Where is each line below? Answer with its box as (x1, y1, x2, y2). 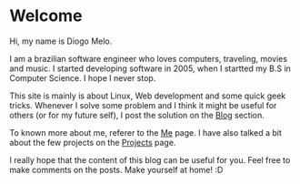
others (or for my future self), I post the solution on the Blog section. (9, 109, 265, 120)
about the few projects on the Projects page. (9, 137, 176, 148)
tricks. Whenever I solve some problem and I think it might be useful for (9, 99, 277, 110)
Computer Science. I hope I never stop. (9, 72, 156, 83)
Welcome (9, 5, 83, 26)
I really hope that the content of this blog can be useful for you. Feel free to (9, 154, 291, 165)
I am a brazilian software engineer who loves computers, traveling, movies (9, 53, 288, 64)
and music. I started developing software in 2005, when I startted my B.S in (9, 63, 291, 74)
